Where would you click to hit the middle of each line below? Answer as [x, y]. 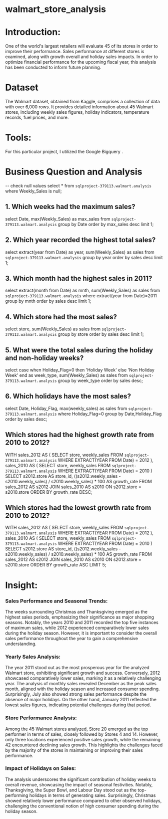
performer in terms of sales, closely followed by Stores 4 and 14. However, [82, 734]
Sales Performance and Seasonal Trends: [56, 601]
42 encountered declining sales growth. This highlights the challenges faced [84, 745]
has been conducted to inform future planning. [53, 67]
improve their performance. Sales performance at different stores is [75, 52]
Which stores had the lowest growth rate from [78, 508]
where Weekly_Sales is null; [33, 191]
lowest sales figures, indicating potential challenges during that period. [78, 705]
